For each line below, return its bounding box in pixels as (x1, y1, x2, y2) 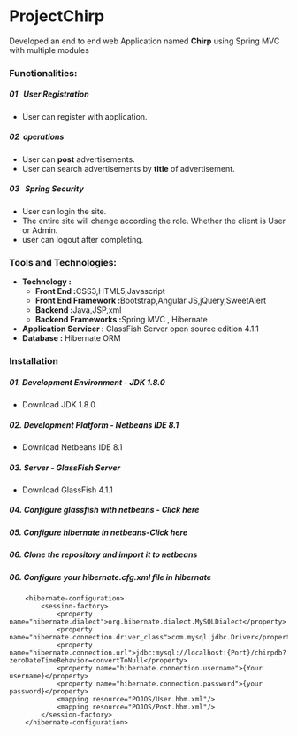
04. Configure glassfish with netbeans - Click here (9, 505, 200, 515)
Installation (9, 354, 59, 367)
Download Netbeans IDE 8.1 (21, 441, 123, 453)
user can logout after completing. (21, 234, 144, 244)
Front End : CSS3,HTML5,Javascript (34, 286, 165, 297)
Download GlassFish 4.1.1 (21, 484, 113, 495)
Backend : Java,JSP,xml (34, 305, 122, 315)
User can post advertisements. (21, 153, 135, 165)
